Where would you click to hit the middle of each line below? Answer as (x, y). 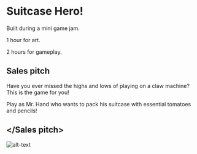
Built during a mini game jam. (43, 28)
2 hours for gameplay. (34, 52)
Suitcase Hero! (45, 11)
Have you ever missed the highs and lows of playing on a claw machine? (98, 86)
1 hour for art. (24, 40)
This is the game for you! (38, 92)
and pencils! (22, 111)
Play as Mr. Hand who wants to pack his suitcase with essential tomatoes (99, 104)
